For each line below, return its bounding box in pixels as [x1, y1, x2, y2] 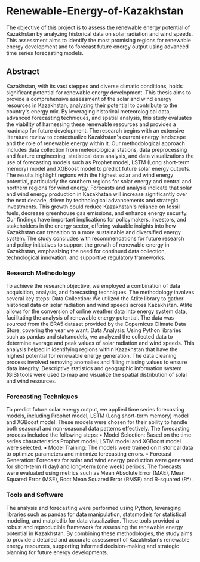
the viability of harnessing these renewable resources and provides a [6, 121, 176, 128]
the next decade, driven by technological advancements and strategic [6, 196, 179, 204]
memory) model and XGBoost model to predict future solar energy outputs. [6, 165, 191, 172]
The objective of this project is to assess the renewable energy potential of [6, 24, 190, 31]
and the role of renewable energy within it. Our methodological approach [6, 139, 185, 147]
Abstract [6, 67, 40, 77]
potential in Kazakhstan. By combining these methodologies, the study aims [6, 530, 193, 537]
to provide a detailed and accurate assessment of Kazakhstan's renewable [6, 536, 190, 543]
